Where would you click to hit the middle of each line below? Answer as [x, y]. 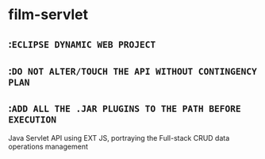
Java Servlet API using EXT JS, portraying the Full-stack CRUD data [119, 138]
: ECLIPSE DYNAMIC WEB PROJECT [82, 44]
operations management [48, 146]
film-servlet [48, 15]
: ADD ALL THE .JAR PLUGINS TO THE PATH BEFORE [125, 109]
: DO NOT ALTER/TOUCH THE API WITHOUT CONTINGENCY [133, 70]
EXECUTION [33, 120]
